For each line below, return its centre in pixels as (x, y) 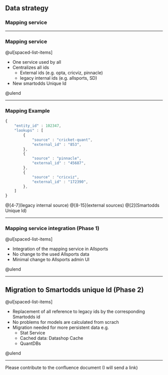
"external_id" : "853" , (56, 144)
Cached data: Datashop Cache (51, 338)
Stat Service (32, 333)
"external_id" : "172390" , (60, 182)
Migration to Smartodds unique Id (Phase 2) (74, 290)
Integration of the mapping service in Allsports (60, 249)
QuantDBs (30, 343)
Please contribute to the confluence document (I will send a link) (71, 367)
